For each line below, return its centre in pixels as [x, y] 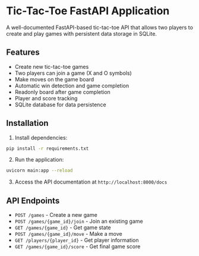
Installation [27, 123]
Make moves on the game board [54, 79]
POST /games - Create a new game [56, 215]
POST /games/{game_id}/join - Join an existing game [79, 222]
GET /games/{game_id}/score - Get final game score [78, 246]
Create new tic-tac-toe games [52, 67]
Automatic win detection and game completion [72, 86]
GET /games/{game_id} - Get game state [63, 227]
